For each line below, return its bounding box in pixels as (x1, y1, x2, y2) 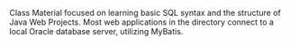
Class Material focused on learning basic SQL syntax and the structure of (9, 8, 282, 18)
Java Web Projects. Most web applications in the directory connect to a (9, 17, 275, 27)
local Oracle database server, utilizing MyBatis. (9, 26, 184, 36)
